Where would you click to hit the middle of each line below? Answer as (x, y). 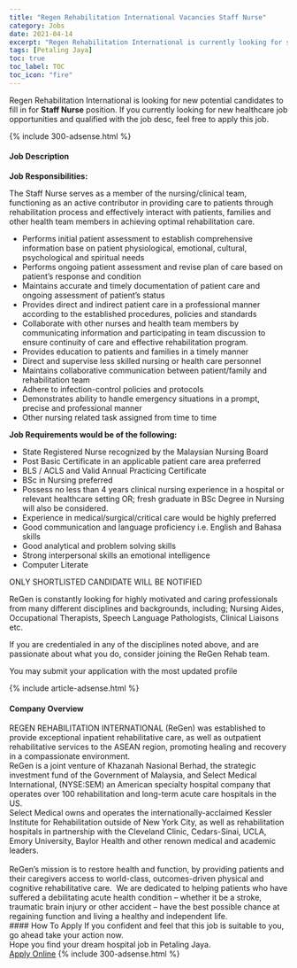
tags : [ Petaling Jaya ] (51, 50)
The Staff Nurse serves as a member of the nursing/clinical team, (128, 193)
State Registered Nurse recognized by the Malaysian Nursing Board (145, 452)
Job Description (39, 157)
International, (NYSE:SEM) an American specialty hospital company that (140, 785)
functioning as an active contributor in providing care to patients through (141, 202)
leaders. (24, 850)
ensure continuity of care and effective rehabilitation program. (135, 342)
